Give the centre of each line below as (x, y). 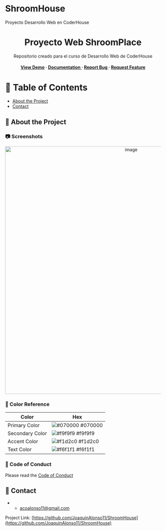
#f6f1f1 (85, 450)
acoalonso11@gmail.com (45, 508)
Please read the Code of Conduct (39, 475)
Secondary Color (27, 433)
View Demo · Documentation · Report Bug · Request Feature (83, 67)
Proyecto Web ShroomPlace (83, 42)
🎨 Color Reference (27, 404)
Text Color (20, 450)
